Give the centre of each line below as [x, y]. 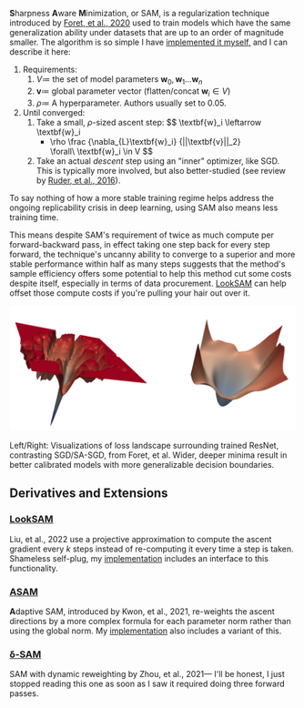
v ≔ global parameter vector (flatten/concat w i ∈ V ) [133, 92]
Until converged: [54, 112]
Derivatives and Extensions [89, 494]
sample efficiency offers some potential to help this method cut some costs [151, 273]
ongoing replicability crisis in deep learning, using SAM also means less [144, 207]
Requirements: [50, 69]
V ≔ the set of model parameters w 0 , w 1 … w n [119, 80]
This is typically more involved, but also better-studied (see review [161, 170]
